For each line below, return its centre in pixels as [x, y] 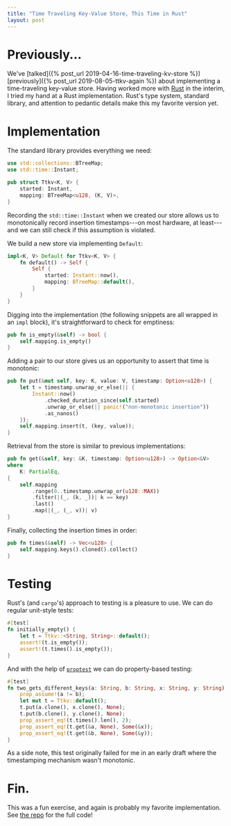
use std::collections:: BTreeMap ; [55, 163]
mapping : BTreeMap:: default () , [89, 282]
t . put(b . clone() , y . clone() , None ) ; [73, 714]
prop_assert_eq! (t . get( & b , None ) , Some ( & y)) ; [87, 733]
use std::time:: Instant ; [43, 170]
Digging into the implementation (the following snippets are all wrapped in [113, 314]
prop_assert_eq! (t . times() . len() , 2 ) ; [76, 720]
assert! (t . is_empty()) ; [54, 643]
